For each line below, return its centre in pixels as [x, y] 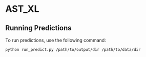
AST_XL [22, 9]
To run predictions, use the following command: [56, 40]
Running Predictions [38, 28]
